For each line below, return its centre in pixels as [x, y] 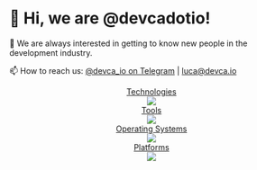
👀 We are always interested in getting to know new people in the [128, 43]
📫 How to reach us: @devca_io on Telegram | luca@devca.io [123, 70]
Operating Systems [151, 129]
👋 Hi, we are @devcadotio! [110, 18]
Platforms [151, 147]
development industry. [51, 52]
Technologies [151, 91]
